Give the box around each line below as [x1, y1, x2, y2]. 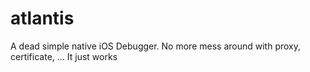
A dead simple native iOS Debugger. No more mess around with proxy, [10, 40, 302, 52]
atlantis [10, 7, 75, 30]
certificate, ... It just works [10, 50, 118, 62]
